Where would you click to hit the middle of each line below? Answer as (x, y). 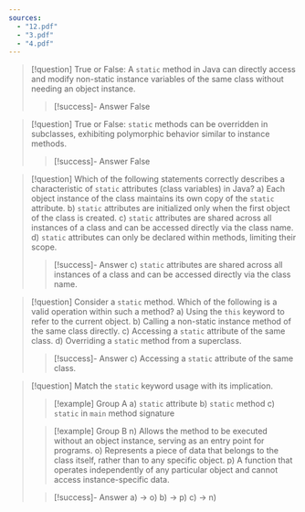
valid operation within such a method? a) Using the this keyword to (158, 312)
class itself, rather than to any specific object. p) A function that (173, 460)
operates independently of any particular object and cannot (166, 470)
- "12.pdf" (37, 27)
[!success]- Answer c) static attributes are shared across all (168, 265)
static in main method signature (114, 413)
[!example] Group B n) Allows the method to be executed (161, 432)
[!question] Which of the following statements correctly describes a (158, 179)
